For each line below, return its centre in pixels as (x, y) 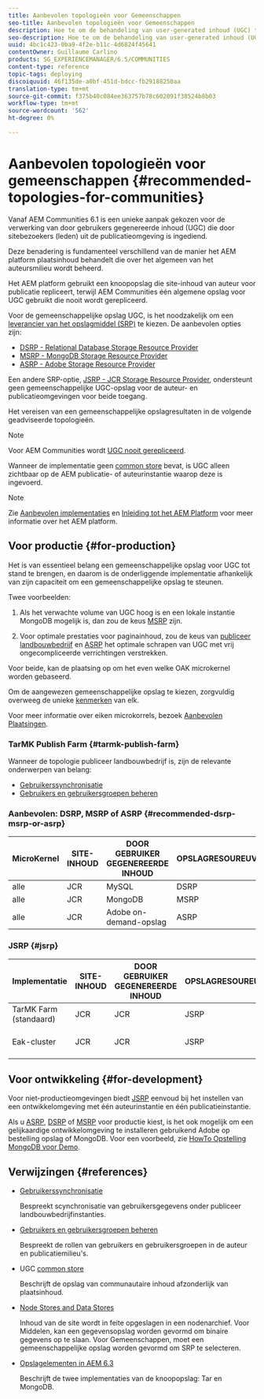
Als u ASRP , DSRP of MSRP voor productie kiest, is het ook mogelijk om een (131, 1122)
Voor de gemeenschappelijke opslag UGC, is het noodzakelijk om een (121, 315)
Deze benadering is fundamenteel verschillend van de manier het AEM (122, 251)
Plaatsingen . (28, 724)
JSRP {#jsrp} (33, 946)
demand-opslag (136, 922)
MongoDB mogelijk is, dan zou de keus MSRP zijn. (101, 620)
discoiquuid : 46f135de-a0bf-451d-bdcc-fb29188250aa (94, 81)
